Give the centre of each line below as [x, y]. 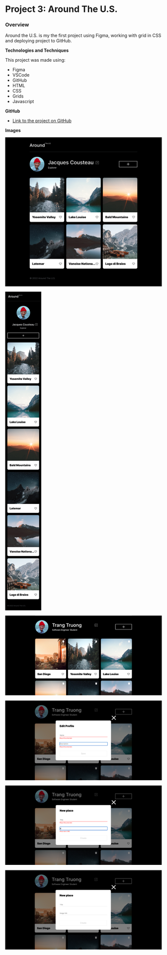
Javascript [23, 102]
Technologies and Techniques [37, 50]
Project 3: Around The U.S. [61, 9]
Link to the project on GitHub [42, 121]
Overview [17, 25]
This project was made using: [35, 60]
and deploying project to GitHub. [39, 41]
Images [13, 130]
